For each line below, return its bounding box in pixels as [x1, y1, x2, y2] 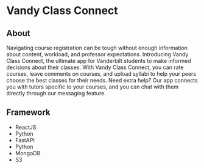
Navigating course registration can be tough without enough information [6, 44, 188, 51]
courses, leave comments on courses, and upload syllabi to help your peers [6, 70, 197, 77]
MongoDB [15, 149, 41, 156]
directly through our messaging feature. [6, 90, 107, 97]
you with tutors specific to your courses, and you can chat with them [6, 83, 178, 90]
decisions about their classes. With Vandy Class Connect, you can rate [6, 64, 184, 71]
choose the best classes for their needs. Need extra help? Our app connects [6, 77, 198, 84]
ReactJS [15, 123, 37, 131]
